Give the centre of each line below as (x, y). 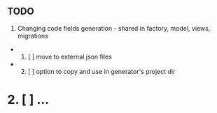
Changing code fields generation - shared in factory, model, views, (114, 28)
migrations (33, 36)
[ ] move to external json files (70, 56)
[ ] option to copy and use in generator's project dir (101, 71)
